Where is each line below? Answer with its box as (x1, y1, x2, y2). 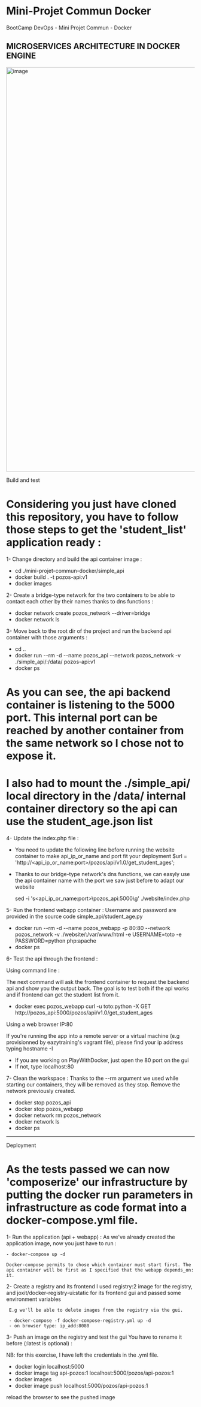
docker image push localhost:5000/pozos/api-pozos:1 (14, 1382, 148, 1389)
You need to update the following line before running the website (14, 846, 175, 853)
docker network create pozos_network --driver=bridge (14, 609, 151, 617)
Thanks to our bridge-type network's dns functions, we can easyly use (14, 870, 190, 877)
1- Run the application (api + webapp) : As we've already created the (6, 1233, 175, 1240)
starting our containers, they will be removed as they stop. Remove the (6, 1080, 181, 1088)
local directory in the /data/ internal (6, 789, 186, 803)
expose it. (6, 749, 57, 762)
